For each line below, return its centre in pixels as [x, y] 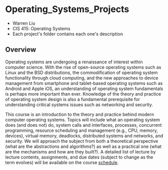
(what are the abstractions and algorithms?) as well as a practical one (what [83, 146]
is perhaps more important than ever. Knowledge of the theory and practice [83, 94]
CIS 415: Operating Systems [41, 28]
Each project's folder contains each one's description [68, 34]
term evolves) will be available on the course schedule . [62, 162]
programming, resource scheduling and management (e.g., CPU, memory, [81, 130]
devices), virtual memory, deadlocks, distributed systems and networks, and [84, 136]
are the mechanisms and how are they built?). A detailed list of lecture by [81, 151]
